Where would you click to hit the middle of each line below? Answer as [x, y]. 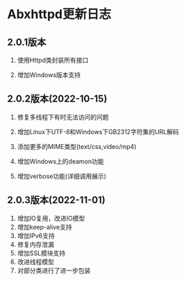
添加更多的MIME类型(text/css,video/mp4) [77, 146]
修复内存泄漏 [35, 244]
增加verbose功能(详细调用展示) [61, 176]
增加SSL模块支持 [41, 253]
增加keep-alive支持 [44, 227]
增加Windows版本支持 [49, 75]
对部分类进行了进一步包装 [54, 270]
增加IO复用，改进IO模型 [51, 218]
